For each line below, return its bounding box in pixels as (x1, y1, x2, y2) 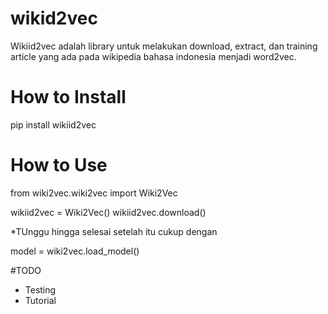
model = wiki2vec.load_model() (10, 245, 140, 257)
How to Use (10, 154, 108, 177)
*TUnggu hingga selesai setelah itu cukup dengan (10, 225, 218, 237)
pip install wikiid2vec (10, 118, 97, 131)
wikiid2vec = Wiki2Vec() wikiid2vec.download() (10, 206, 207, 218)
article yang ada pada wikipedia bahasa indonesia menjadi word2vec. (10, 50, 297, 62)
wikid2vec (10, 7, 98, 30)
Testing (24, 283, 57, 296)
